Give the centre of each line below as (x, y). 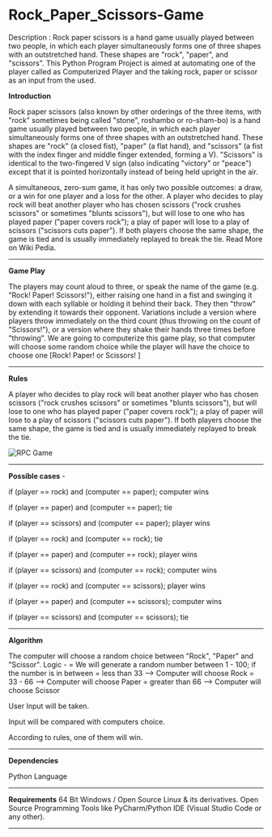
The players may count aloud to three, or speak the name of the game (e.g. (134, 286)
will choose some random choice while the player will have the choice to (129, 346)
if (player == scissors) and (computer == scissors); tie (98, 617)
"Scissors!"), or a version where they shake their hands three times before (132, 329)
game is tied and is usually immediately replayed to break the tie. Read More (136, 239)
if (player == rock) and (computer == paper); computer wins (108, 492)
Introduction (30, 95)
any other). (27, 816)
